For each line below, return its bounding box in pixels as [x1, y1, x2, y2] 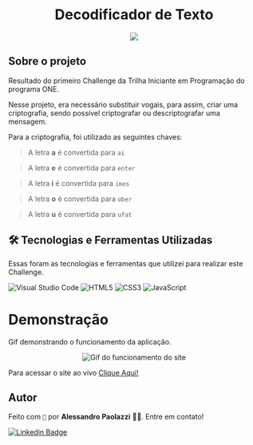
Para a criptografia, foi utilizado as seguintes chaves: [8, 132, 183, 141]
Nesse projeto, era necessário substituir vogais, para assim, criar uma [8, 100, 238, 109]
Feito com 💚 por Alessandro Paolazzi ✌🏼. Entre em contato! [8, 412, 204, 422]
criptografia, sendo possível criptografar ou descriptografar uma [8, 108, 221, 117]
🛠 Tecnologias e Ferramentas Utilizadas [8, 234, 213, 247]
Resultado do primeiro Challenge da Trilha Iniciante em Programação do [8, 76, 245, 85]
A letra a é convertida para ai [27, 148, 125, 157]
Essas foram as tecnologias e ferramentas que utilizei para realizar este [8, 258, 243, 268]
